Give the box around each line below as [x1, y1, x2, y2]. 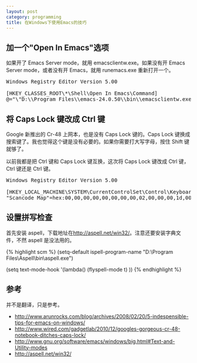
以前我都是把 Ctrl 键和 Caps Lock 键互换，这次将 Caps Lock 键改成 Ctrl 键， [6, 158, 189, 165]
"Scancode [6, 195, 34, 201]
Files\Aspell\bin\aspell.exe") [6, 255, 73, 262]
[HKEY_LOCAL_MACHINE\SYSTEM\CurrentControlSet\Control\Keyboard [6, 189, 195, 195]
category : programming [6, 14, 62, 20]
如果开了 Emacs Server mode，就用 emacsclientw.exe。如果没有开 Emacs [6, 59, 186, 66]
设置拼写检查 [6, 212, 53, 223]
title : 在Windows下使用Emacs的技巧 [6, 19, 87, 25]
